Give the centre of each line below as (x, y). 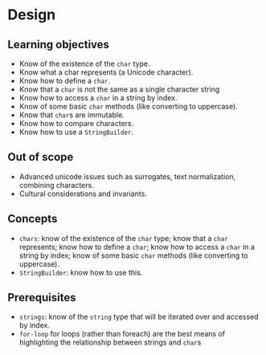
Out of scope (41, 157)
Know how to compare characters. (76, 123)
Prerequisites (42, 298)
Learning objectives (59, 45)
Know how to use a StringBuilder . (76, 132)
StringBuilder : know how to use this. (81, 272)
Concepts (33, 219)
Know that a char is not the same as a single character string (119, 89)
